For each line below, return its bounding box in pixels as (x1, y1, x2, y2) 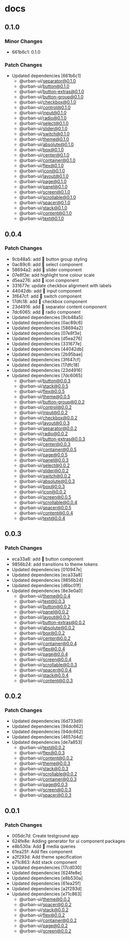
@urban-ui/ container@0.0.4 (19, 640, 77, 646)
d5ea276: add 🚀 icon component (11, 277, 79, 283)
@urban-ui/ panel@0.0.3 (19, 457, 69, 463)
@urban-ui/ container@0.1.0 (19, 157, 76, 163)
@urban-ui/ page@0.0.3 (19, 782, 68, 788)
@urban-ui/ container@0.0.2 (19, 917, 77, 923)
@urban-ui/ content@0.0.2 (19, 755, 73, 761)
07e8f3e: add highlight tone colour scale (11, 272, 95, 278)
